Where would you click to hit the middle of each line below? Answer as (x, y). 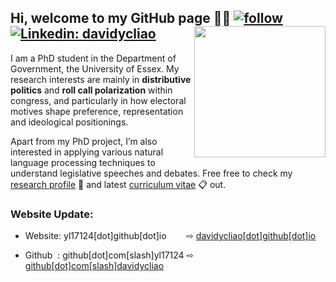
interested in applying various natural (87, 152)
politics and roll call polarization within (91, 90)
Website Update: (52, 214)
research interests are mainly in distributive (101, 79)
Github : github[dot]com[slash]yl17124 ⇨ (109, 255)
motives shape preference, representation (97, 111)
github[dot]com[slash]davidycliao (94, 266)
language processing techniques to (83, 162)
